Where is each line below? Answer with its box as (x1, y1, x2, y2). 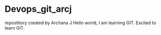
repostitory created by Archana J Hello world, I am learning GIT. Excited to (4, 20, 157, 26)
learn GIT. (4, 25, 25, 31)
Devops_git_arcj (4, 3, 72, 15)
